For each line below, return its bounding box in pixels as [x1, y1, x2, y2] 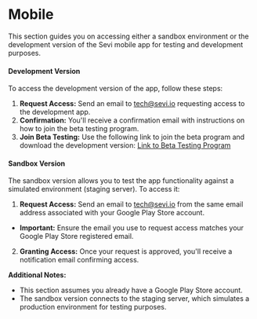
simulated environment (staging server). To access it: [8, 185, 180, 194]
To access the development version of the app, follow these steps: [8, 84, 223, 93]
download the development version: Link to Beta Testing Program [19, 141, 231, 150]
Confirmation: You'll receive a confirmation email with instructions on [19, 115, 245, 125]
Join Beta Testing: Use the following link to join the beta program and [19, 132, 245, 142]
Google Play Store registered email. [19, 232, 134, 241]
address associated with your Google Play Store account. [19, 208, 205, 218]
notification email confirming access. [19, 255, 139, 265]
